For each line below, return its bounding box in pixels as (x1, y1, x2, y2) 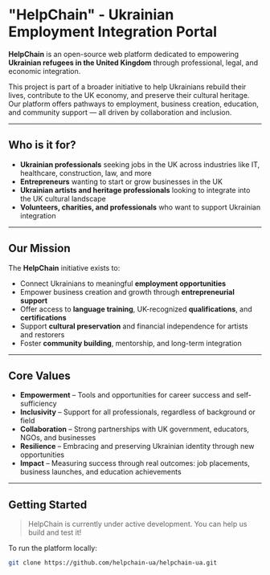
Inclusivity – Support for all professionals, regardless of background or (19, 407, 256, 417)
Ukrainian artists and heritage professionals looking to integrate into (19, 185, 251, 194)
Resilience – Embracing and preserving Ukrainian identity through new (19, 442, 255, 451)
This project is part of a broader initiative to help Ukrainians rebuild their (8, 82, 247, 92)
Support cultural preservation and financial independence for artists (19, 321, 248, 331)
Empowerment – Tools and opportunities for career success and (19, 390, 235, 400)
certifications (19, 312, 67, 322)
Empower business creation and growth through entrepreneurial (19, 287, 235, 296)
